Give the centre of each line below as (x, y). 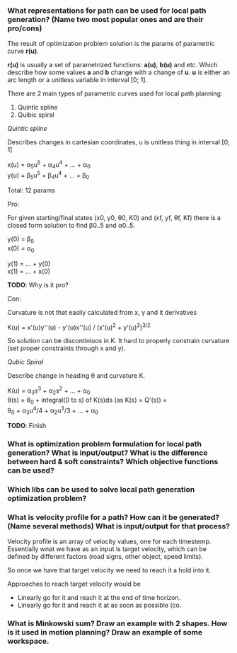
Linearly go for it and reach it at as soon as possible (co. (99, 605)
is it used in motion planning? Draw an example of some (105, 632)
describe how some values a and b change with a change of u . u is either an (119, 72)
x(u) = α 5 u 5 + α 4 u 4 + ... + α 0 (49, 165)
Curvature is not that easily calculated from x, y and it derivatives (102, 312)
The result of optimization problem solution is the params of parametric (111, 44)
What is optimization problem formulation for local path (104, 444)
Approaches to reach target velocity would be (74, 584)
